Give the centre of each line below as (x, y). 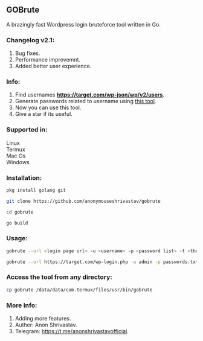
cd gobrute (20, 212)
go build (17, 223)
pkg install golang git (36, 190)
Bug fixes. (27, 53)
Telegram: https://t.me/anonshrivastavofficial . (72, 331)
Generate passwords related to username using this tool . (85, 101)
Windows (18, 162)
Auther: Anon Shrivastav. (46, 325)
